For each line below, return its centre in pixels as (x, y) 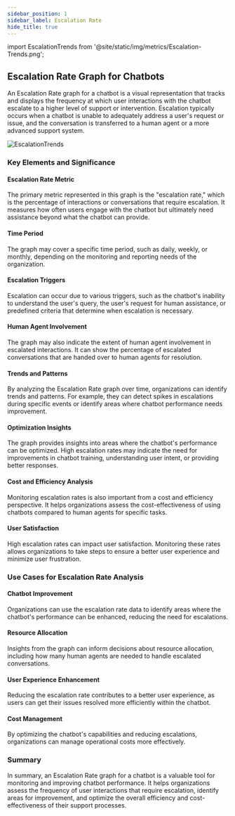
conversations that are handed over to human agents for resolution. (105, 357)
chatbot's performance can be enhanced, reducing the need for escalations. (118, 616)
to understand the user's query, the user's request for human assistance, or (117, 303)
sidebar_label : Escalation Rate (54, 20)
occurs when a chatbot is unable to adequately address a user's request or (116, 116)
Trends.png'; (26, 54)
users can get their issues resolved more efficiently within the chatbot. (109, 703)
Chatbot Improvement (40, 594)
